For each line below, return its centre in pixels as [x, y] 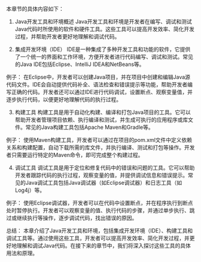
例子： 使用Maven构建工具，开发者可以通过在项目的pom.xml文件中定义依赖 [99, 140]
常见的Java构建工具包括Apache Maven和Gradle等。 [89, 127]
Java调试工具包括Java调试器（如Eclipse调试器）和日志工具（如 [104, 183]
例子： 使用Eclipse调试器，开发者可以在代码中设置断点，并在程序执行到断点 [100, 203]
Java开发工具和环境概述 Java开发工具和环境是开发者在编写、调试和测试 [103, 22]
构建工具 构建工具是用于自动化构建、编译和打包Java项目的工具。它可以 [103, 112]
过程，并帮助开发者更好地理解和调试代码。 [67, 37]
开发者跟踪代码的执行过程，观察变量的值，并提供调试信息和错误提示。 [101, 175]
